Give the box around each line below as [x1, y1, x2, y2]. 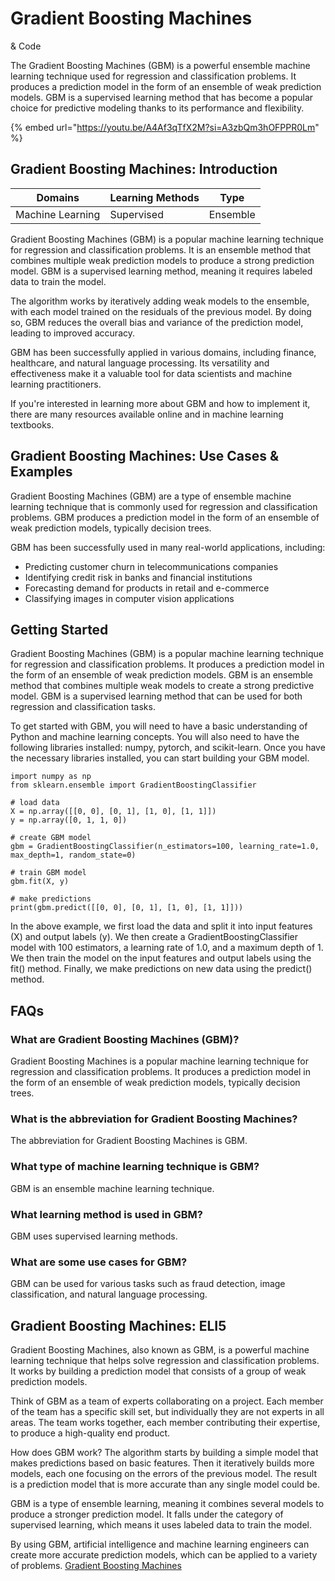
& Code [10, 40, 42, 52]
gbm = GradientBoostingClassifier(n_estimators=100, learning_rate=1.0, [10, 842, 320, 852]
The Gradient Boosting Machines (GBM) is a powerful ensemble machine [10, 59, 311, 71]
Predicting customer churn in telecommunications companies [24, 560, 279, 572]
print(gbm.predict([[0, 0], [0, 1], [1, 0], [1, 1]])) [10, 903, 244, 913]
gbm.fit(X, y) [10, 877, 70, 887]
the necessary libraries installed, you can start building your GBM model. [10, 752, 310, 764]
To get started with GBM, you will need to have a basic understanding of [10, 720, 308, 732]
